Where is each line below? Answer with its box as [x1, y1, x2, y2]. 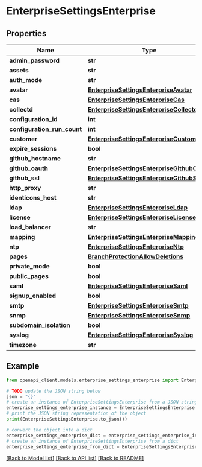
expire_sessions [9, 145, 57, 153]
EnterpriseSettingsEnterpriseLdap [87, 203, 188, 212]
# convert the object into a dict [6, 427, 93, 433]
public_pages [9, 272, 49, 280]
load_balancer [9, 223, 51, 231]
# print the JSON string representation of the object [6, 410, 147, 417]
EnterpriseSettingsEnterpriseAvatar [87, 86, 192, 94]
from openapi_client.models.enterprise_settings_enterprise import [6, 377, 179, 383]
